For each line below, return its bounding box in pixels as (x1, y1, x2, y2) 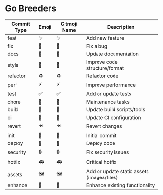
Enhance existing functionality (86, 182, 155, 189)
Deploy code (86, 140, 115, 146)
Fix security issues (86, 149, 129, 156)
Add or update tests (86, 90, 132, 97)
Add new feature (86, 35, 125, 41)
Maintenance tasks (86, 98, 130, 105)
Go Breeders (5, 3, 57, 14)
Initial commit (86, 132, 117, 139)
